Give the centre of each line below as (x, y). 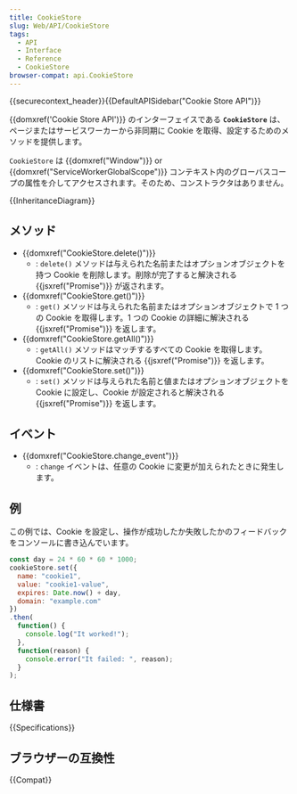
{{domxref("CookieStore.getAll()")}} (88, 339)
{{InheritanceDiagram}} (52, 201)
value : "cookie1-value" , (63, 585)
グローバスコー (259, 171)
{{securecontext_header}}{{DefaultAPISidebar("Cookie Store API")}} (135, 101)
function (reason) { (54, 651)
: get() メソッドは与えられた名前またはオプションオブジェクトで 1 (157, 306)
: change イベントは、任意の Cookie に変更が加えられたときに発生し (160, 467)
